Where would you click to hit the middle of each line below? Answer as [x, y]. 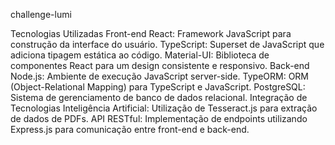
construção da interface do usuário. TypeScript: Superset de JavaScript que [167, 44]
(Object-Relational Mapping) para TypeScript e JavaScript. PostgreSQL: [158, 87]
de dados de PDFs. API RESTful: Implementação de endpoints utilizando [159, 118]
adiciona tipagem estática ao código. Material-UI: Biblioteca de [140, 55]
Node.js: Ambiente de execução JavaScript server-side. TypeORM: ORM [160, 76]
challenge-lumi [41, 14]
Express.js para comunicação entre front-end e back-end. [130, 129]
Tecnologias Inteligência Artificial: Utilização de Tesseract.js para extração [164, 108]
